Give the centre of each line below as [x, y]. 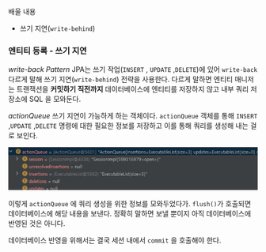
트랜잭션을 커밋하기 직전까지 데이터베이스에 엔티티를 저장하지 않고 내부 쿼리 [133, 89]
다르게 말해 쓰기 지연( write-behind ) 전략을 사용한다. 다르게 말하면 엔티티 [121, 79]
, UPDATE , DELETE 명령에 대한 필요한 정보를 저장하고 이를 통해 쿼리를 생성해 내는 [129, 126]
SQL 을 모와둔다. [55, 99]
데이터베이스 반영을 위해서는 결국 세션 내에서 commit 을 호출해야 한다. [115, 240]
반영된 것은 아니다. [37, 224]
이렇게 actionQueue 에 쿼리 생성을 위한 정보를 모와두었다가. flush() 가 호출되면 [130, 204]
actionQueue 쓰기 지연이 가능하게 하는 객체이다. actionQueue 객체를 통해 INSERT [133, 116]
